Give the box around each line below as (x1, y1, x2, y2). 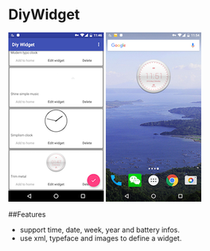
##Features (8, 209, 46, 219)
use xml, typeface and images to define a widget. (19, 233, 182, 243)
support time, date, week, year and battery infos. (19, 225, 181, 234)
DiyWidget (8, 6, 80, 24)
